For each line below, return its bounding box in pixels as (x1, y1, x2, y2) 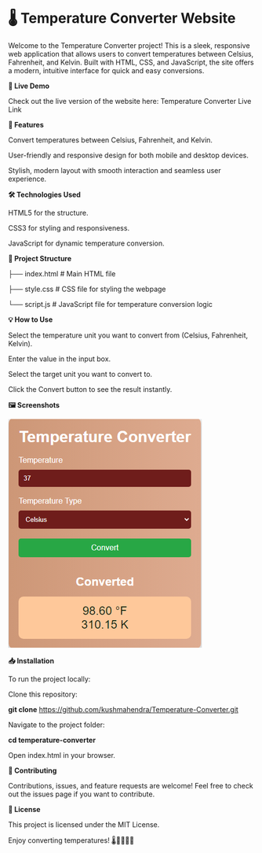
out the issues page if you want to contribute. (8, 789, 155, 799)
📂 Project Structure (8, 253, 72, 263)
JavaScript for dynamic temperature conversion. (8, 238, 165, 248)
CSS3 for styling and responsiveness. (8, 223, 130, 232)
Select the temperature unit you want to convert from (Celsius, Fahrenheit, (8, 330, 249, 340)
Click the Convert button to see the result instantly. (8, 384, 173, 393)
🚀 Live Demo (8, 81, 49, 90)
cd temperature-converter (8, 735, 96, 744)
